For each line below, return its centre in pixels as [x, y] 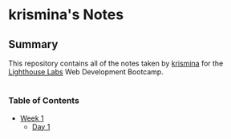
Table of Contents [44, 101]
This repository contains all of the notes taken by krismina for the [116, 63]
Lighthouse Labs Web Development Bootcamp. [86, 72]
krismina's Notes [66, 15]
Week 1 [32, 118]
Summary [33, 44]
